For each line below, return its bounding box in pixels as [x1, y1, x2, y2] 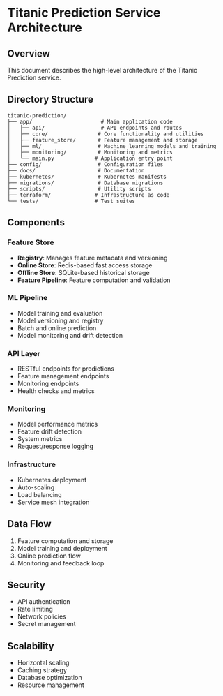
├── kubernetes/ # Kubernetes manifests [7, 173, 167, 180]
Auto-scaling [17, 483, 55, 491]
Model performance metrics [17, 420, 98, 429]
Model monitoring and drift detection [17, 331, 123, 339]
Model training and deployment [17, 544, 108, 552]
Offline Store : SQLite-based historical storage [17, 268, 150, 276]
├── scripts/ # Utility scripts [7, 185, 151, 193]
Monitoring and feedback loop [17, 558, 105, 567]
